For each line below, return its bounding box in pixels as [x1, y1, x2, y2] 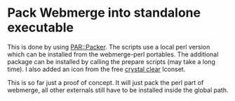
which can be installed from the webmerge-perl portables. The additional [7, 50, 219, 59]
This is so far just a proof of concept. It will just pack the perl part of [7, 78, 204, 86]
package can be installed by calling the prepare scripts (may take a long [7, 57, 215, 65]
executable [7, 20, 74, 36]
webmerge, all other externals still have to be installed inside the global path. [7, 86, 229, 94]
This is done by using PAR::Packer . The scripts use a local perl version [7, 42, 210, 51]
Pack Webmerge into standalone [7, 5, 201, 21]
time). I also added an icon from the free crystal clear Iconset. [7, 65, 186, 73]
